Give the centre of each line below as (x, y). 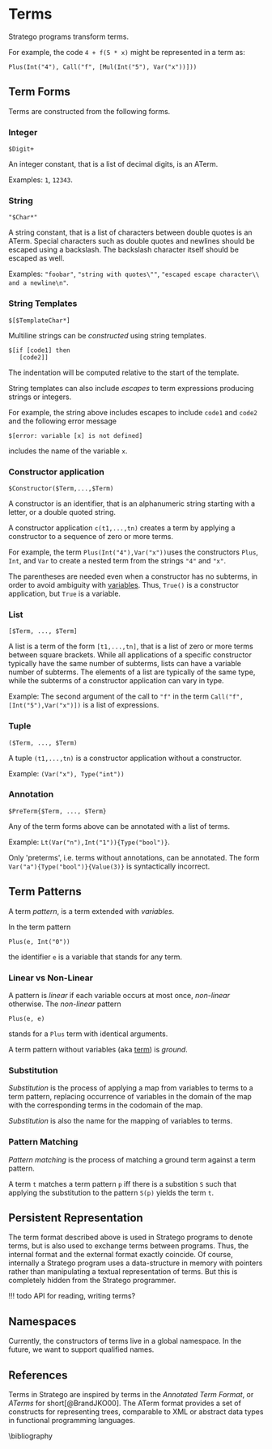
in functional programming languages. (72, 1420)
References (38, 1375)
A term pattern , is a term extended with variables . (91, 911)
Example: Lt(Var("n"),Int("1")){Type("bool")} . (89, 842)
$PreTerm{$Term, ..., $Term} (57, 811)
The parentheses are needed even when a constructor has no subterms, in (133, 576)
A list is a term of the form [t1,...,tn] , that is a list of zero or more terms (131, 646)
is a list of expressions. (121, 705)
